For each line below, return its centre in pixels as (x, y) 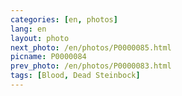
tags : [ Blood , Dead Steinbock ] (75, 76)
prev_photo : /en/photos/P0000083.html (91, 66)
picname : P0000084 (48, 57)
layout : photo (40, 38)
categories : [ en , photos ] (64, 19)
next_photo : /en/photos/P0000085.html (91, 47)
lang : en (28, 29)
